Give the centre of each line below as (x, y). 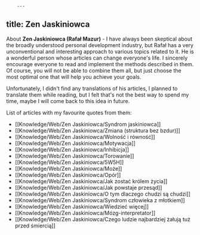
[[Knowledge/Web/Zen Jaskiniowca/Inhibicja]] (72, 149)
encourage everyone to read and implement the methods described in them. (100, 64)
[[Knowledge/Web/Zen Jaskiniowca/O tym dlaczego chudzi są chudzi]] (103, 194)
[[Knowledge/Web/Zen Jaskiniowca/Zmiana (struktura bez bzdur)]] (97, 130)
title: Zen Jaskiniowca (48, 24)
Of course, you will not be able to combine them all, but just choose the (94, 70)
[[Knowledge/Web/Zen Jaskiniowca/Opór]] (68, 175)
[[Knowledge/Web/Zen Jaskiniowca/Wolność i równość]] (85, 137)
